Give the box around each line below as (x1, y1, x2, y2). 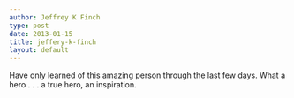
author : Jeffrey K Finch (9, 12, 101, 22)
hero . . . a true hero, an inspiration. (9, 79, 137, 90)
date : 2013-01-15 (9, 29, 73, 38)
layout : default (9, 46, 69, 55)
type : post (9, 21, 49, 30)
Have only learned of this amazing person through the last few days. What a (9, 70, 285, 80)
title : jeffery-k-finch (9, 37, 97, 47)
